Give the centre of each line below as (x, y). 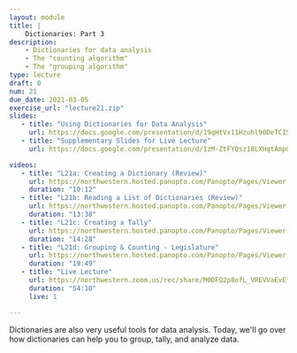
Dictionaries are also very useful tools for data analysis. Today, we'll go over (148, 329)
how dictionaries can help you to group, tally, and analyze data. (125, 339)
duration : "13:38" (63, 214)
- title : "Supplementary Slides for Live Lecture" (116, 141)
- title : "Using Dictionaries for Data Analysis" (114, 125)
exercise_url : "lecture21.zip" (67, 108)
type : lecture (35, 75)
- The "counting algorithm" (76, 58)
